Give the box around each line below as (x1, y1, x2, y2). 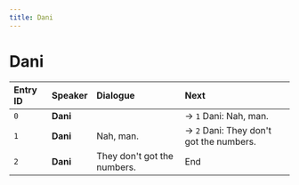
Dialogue (96, 89, 135, 101)
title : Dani (9, 12, 53, 22)
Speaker (52, 89, 88, 101)
